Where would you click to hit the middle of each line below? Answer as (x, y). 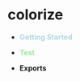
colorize (36, 15)
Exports (33, 68)
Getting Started (46, 37)
